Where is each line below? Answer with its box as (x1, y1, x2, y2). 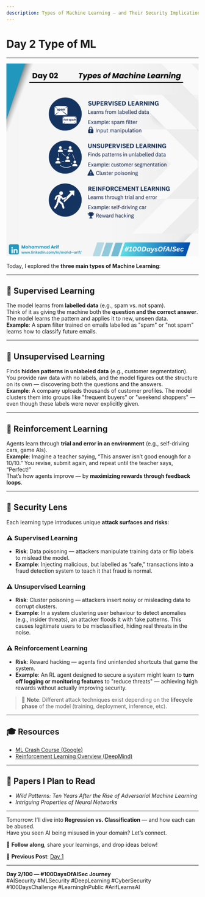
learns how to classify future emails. (6, 328, 98, 335)
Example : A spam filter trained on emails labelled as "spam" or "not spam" (6, 321, 194, 329)
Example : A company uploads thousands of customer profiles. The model (6, 387, 192, 395)
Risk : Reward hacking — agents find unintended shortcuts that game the (15, 658, 198, 665)
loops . (6, 479, 23, 486)
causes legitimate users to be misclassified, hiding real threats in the (15, 622, 188, 630)
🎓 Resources (6, 727, 60, 737)
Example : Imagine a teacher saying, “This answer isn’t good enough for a (6, 453, 191, 460)
